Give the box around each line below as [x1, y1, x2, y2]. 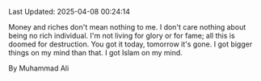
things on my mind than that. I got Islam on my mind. [8, 48, 183, 57]
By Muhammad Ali [8, 63, 69, 73]
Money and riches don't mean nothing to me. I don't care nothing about [8, 22, 246, 31]
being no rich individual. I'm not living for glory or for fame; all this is [8, 31, 236, 40]
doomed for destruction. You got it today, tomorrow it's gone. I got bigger [8, 39, 253, 49]
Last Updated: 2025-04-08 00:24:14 [8, 7, 131, 16]
